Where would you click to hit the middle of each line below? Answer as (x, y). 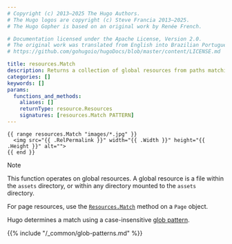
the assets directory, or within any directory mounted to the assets (102, 185)
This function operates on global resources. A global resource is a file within (116, 178)
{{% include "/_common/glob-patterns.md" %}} (75, 233)
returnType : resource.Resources (66, 109)
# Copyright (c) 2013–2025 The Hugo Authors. (74, 13)
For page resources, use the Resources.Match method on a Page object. (108, 206)
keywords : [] (26, 83)
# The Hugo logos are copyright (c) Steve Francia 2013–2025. (98, 20)
